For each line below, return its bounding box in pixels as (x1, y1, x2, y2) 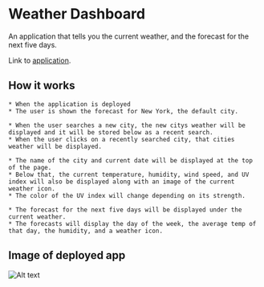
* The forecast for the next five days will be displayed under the (8, 206, 242, 214)
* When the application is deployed (8, 100, 131, 109)
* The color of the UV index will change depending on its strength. (8, 191, 246, 199)
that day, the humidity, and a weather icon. (8, 227, 163, 235)
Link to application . (8, 55, 71, 65)
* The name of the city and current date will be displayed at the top (8, 156, 253, 165)
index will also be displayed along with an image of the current (8, 178, 235, 186)
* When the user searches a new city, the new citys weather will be (8, 121, 246, 129)
